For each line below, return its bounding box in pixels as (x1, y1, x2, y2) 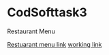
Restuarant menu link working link (7, 40, 102, 48)
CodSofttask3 (7, 5, 87, 20)
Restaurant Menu (7, 27, 56, 35)
